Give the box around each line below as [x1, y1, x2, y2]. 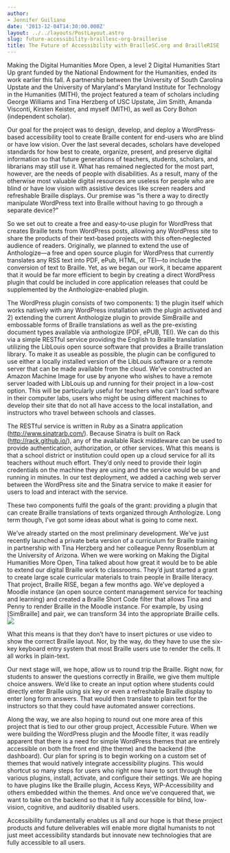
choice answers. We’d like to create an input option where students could [7, 680, 214, 688]
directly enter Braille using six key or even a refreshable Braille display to [7, 687, 213, 695]
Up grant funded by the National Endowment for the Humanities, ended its [7, 68, 217, 76]
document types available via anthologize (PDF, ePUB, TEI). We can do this [7, 328, 220, 336]
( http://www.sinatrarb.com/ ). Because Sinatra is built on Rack [7, 429, 181, 438]
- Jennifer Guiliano [7, 17, 67, 23]
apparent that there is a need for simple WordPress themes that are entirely [7, 737, 220, 745]
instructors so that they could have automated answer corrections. [7, 702, 196, 710]
